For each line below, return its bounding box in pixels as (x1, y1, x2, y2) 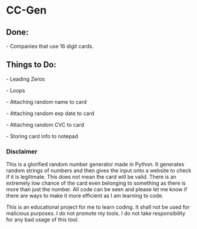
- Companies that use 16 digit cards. (6, 42, 94, 50)
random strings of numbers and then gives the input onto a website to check (6, 167, 192, 174)
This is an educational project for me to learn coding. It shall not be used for (6, 204, 190, 211)
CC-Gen (6, 4, 47, 17)
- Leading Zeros (6, 75, 45, 83)
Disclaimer (6, 147, 38, 155)
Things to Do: (6, 60, 57, 70)
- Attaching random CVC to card (6, 121, 84, 128)
